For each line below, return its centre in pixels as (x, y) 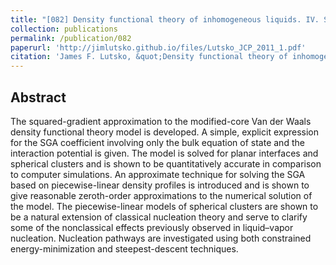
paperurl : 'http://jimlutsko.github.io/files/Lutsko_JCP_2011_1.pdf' (158, 47)
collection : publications (64, 29)
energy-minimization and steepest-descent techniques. (124, 248)
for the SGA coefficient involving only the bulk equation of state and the (157, 142)
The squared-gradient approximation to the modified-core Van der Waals (161, 121)
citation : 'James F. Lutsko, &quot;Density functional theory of (149, 57)
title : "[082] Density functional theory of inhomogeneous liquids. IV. (165, 19)
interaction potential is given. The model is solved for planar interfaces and (164, 153)
